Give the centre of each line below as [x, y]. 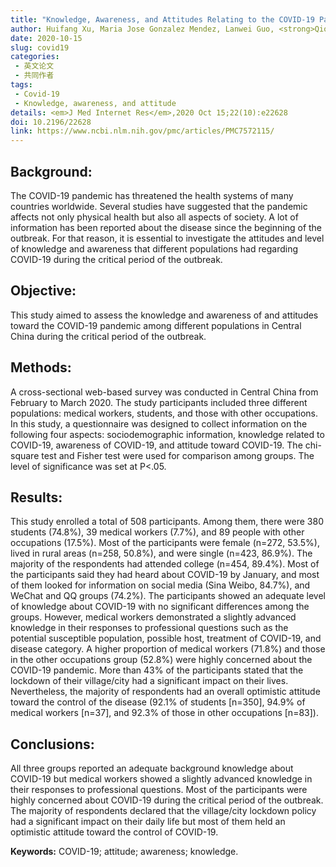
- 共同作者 [34, 76]
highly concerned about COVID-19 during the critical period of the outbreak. [167, 800]
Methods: [41, 367]
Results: [36, 497]
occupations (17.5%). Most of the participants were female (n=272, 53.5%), [165, 543]
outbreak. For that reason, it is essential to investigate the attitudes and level [167, 238]
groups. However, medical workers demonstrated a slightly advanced [153, 617]
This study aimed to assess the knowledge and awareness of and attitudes [164, 315]
